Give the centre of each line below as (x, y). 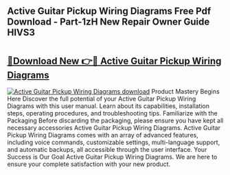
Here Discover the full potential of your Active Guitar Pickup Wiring (102, 99)
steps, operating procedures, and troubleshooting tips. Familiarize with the (112, 113)
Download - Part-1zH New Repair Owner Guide (108, 22)
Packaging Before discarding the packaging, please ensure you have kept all (115, 120)
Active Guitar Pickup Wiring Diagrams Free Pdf (109, 11)
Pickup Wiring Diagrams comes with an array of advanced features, (103, 135)
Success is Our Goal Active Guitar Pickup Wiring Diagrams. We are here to (112, 157)
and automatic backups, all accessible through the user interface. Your (107, 149)
